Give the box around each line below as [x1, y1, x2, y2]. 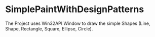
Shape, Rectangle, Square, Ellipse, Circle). [5, 25, 93, 31]
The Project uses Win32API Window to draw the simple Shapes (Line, [5, 20, 150, 26]
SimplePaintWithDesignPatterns [5, 4, 144, 15]
